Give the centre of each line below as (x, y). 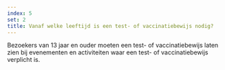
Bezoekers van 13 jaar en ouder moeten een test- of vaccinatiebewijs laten (113, 46)
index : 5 (20, 13)
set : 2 (17, 20)
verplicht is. (24, 60)
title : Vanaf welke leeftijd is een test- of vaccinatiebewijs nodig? (110, 26)
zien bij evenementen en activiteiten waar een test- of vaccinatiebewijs (108, 52)
